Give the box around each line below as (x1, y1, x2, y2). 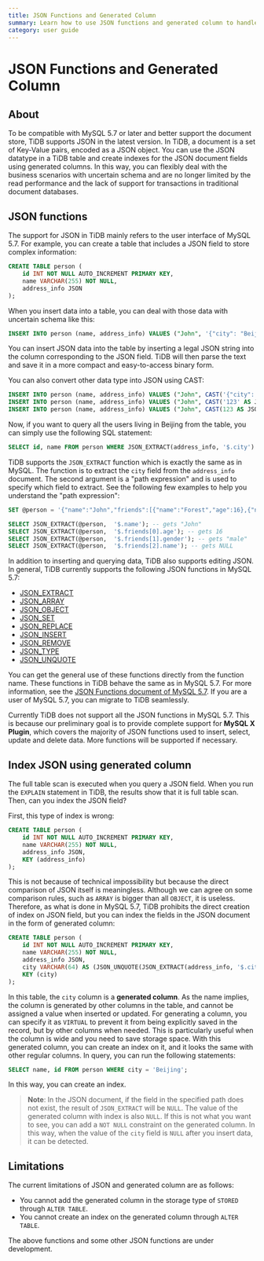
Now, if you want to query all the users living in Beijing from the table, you (8, 420, 247, 429)
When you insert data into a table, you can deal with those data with (8, 306, 229, 315)
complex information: (8, 247, 77, 257)
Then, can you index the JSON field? (8, 796, 127, 805)
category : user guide (8, 26, 79, 34)
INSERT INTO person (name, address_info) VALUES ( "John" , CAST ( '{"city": (8, 390, 255, 399)
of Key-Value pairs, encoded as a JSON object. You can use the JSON (8, 145, 235, 155)
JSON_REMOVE (19, 638, 71, 648)
